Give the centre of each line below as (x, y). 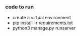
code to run (20, 7)
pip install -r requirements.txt (43, 23)
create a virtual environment (42, 18)
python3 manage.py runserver (44, 28)
